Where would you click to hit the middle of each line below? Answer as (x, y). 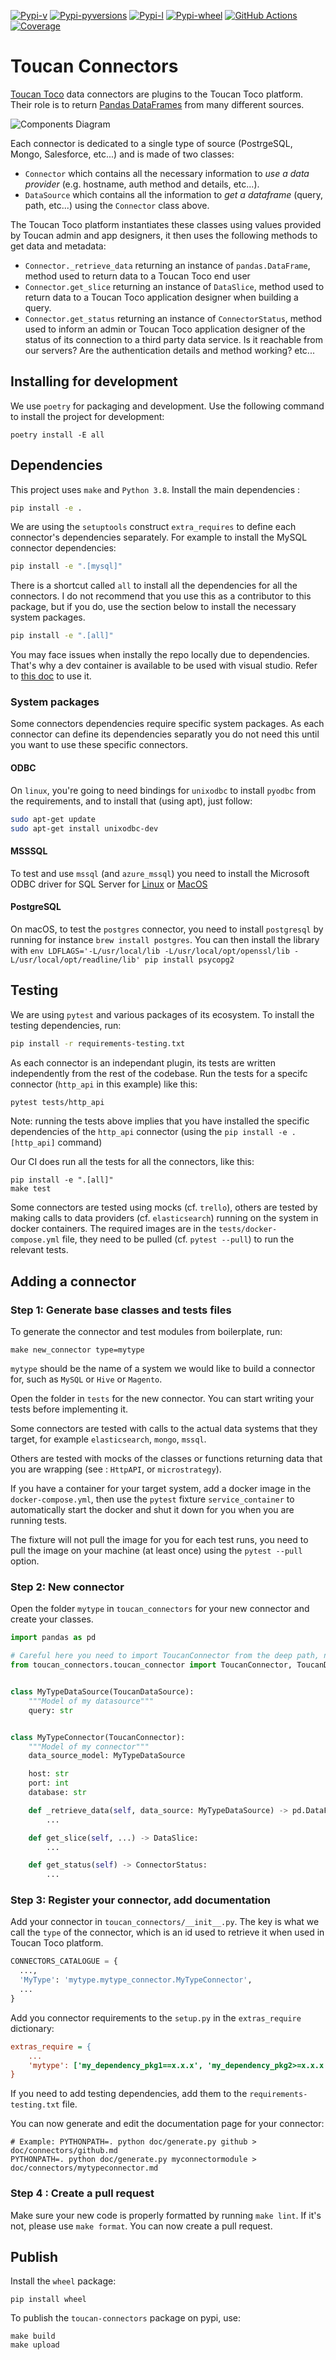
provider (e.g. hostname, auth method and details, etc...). (142, 184)
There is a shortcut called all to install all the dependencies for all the (154, 586)
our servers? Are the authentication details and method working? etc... (169, 350)
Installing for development (94, 381)
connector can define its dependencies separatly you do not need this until (165, 734)
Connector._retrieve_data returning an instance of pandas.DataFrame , (167, 265)
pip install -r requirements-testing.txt (98, 1043)
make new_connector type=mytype (77, 1350)
